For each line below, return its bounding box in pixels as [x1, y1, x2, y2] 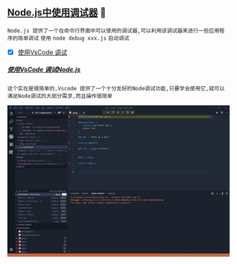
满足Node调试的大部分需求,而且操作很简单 [7, 92, 113, 100]
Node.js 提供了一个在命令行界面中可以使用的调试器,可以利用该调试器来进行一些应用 [7, 27, 220, 34]
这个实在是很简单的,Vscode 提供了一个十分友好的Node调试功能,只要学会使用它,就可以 [7, 85, 225, 92]
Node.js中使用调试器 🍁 [7, 6, 107, 19]
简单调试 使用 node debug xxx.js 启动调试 [17, 35, 130, 42]
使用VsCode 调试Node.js [7, 66, 81, 74]
